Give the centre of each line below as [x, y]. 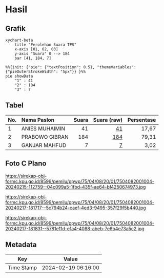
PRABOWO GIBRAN [45, 137]
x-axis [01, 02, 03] [36, 49]
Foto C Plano [26, 164]
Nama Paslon [38, 120]
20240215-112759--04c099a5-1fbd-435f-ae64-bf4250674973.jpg [76, 187]
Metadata [21, 245]
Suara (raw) [108, 120]
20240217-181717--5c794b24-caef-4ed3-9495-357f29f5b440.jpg [76, 208]
